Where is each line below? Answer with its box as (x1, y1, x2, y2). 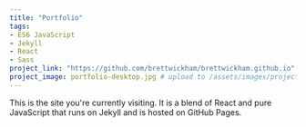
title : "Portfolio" (9, 13, 84, 23)
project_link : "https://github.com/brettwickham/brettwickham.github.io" (9, 64, 296, 73)
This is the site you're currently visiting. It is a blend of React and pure (9, 97, 272, 108)
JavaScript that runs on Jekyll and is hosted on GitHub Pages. (9, 106, 242, 118)
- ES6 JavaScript (9, 30, 76, 39)
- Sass (9, 55, 35, 64)
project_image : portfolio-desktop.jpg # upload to (9, 73, 206, 82)
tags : (9, 22, 30, 31)
